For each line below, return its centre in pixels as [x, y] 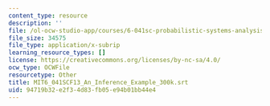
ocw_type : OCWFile [39, 68]
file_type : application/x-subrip [64, 45]
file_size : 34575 [37, 38]
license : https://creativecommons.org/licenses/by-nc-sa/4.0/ [115, 61]
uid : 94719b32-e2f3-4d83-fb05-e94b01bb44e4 [82, 90]
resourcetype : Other [43, 75]
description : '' [35, 23]
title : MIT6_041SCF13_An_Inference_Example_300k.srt [98, 82]
